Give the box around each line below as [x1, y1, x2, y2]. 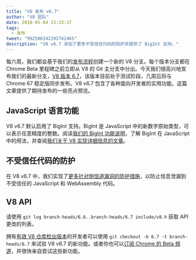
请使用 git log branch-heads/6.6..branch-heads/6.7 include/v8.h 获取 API [6, 213, 188, 220]
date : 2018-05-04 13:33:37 [6, 19, 72, 25]
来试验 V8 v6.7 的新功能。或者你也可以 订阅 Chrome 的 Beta [31, 240, 174, 247]
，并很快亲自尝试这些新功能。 [11, 248, 83, 255]
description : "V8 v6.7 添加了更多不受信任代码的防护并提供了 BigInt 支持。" [6, 41, 179, 47]
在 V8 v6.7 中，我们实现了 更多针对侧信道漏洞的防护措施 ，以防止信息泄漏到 [6, 172, 186, 179]
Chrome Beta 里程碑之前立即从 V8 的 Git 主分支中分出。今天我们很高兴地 [6, 65, 181, 72]
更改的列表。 [6, 220, 37, 228]
